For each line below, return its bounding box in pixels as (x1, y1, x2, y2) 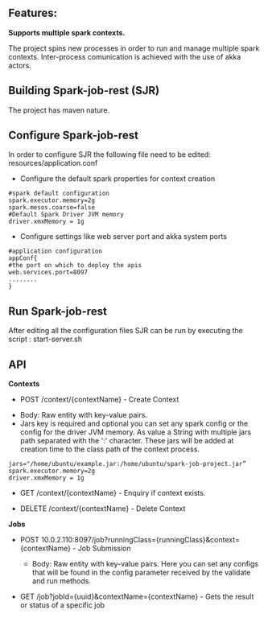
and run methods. (31, 576, 91, 586)
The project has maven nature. (8, 105, 110, 115)
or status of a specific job (19, 600, 105, 610)
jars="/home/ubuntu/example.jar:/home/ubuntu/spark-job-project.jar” (8, 460, 247, 468)
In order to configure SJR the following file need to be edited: (8, 150, 211, 159)
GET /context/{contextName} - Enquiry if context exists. (19, 488, 206, 498)
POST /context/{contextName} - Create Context (19, 394, 179, 405)
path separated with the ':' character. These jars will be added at (19, 436, 234, 446)
